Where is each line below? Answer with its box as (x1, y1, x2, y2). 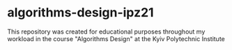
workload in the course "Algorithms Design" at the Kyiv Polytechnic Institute (7, 34, 225, 42)
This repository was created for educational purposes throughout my (7, 27, 206, 36)
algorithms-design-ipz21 (7, 5, 155, 21)
